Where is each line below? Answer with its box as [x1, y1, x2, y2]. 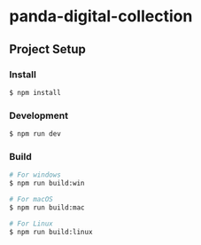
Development [9, 109, 69, 122]
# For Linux [9, 219, 53, 228]
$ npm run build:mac [9, 202, 86, 212]
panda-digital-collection [9, 6, 193, 27]
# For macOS [9, 194, 53, 203]
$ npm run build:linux [9, 227, 93, 236]
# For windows [9, 170, 62, 179]
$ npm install [9, 88, 62, 97]
